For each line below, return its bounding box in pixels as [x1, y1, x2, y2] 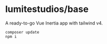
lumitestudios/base [5, 3, 89, 15]
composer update [5, 29, 39, 34]
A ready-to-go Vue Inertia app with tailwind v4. [5, 20, 103, 26]
